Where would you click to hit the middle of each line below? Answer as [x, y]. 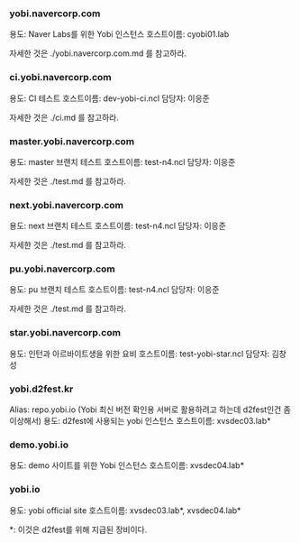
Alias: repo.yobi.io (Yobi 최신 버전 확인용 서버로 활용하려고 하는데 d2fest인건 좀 [150, 410]
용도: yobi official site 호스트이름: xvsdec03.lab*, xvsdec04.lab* [125, 510]
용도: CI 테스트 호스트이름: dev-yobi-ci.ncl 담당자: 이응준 [109, 98]
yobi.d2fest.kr [41, 389]
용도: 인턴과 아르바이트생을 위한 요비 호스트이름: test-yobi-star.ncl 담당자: [140, 354]
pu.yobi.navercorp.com [62, 269]
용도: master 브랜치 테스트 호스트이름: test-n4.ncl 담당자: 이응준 [123, 161]
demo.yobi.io [39, 445]
